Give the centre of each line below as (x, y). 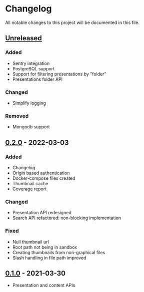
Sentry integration (31, 63)
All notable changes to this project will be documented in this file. (72, 22)
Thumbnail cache (30, 183)
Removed (17, 116)
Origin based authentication (41, 173)
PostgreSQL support (33, 68)
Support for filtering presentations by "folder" (59, 74)
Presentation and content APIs (44, 286)
